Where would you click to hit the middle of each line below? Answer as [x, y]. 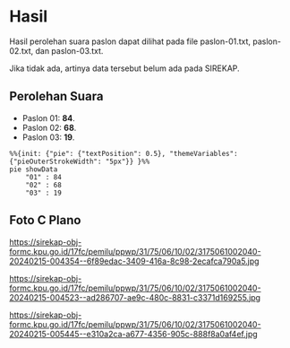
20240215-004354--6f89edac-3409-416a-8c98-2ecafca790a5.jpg [134, 261]
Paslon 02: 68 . [49, 127]
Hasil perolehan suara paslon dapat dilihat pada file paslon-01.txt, [130, 41]
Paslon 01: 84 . [49, 117]
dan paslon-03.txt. [69, 50]
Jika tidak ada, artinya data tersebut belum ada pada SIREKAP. [124, 68]
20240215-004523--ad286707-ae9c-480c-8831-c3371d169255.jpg [135, 297]
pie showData [34, 169]
